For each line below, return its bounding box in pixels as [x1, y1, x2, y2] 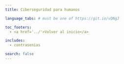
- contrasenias [9, 43, 41, 48]
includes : [5, 38, 25, 43]
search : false [5, 52, 34, 57]
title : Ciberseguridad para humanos [5, 7, 80, 12]
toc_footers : [5, 25, 32, 30]
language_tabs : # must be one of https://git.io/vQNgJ [5, 16, 120, 21]
